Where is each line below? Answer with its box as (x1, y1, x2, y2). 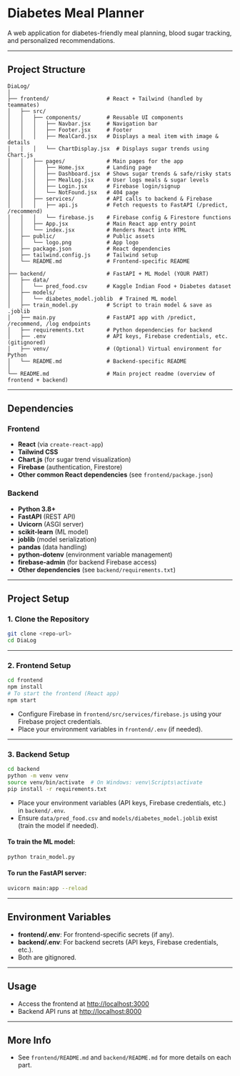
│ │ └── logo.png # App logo (7, 239, 139, 246)
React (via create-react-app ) (17, 440, 104, 449)
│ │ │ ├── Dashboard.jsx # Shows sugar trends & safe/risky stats (7, 170, 232, 177)
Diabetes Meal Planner (7, 5, 144, 21)
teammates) (7, 101, 40, 109)
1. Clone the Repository (7, 614, 89, 624)
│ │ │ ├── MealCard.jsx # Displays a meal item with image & (7, 132, 219, 140)
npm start (7, 697, 37, 704)
